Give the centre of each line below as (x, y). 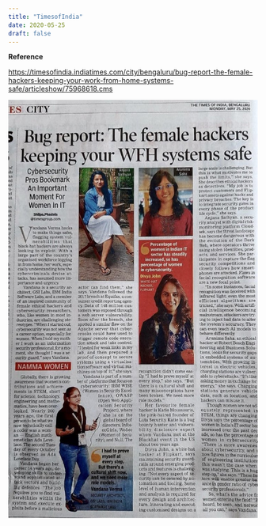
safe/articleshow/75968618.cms (61, 89)
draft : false (30, 33)
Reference (26, 57)
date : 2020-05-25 (37, 25)
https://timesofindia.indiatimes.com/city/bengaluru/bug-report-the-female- (131, 72)
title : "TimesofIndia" (46, 17)
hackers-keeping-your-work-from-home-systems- (91, 81)
